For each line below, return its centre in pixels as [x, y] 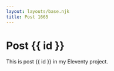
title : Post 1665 [27, 17]
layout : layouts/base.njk [38, 11]
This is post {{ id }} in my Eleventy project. [57, 62]
